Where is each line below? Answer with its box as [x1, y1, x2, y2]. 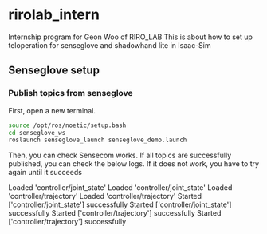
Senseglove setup [8, 64, 100, 77]
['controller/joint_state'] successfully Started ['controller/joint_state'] [8, 200, 232, 209]
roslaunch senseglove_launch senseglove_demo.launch [8, 136, 187, 145]
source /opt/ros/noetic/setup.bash [8, 121, 127, 129]
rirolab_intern [8, 6, 100, 24]
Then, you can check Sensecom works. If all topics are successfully [8, 150, 232, 161]
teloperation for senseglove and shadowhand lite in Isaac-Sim [8, 40, 211, 50]
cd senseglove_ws [8, 129, 66, 137]
